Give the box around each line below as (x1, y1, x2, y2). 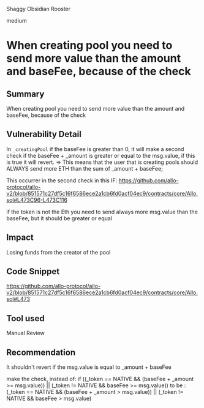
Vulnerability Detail (6, 129, 81, 139)
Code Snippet (6, 266, 60, 277)
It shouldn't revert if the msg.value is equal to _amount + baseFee (6, 363, 172, 371)
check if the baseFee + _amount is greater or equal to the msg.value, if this (6, 152, 195, 159)
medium (6, 17, 27, 24)
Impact (6, 232, 34, 243)
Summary (6, 89, 45, 99)
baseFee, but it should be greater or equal (6, 214, 112, 222)
